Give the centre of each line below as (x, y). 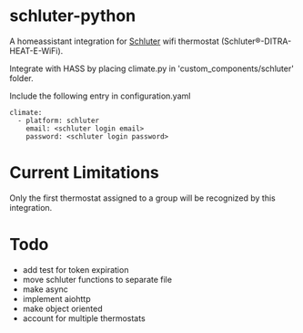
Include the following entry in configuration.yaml (100, 96)
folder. (21, 78)
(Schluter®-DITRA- (257, 41)
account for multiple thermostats (84, 318)
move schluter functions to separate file (97, 279)
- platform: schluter (59, 120)
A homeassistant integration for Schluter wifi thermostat (115, 41)
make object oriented (62, 308)
